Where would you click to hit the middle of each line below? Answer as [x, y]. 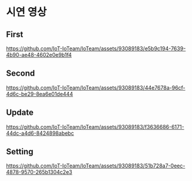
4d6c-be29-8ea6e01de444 [40, 94]
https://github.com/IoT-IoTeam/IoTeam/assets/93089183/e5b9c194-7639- [96, 49]
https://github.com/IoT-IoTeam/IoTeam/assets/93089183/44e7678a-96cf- [96, 88]
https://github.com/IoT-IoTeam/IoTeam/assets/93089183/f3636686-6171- [95, 127]
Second [21, 74]
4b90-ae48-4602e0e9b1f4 [39, 55]
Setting [20, 152]
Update [20, 113]
